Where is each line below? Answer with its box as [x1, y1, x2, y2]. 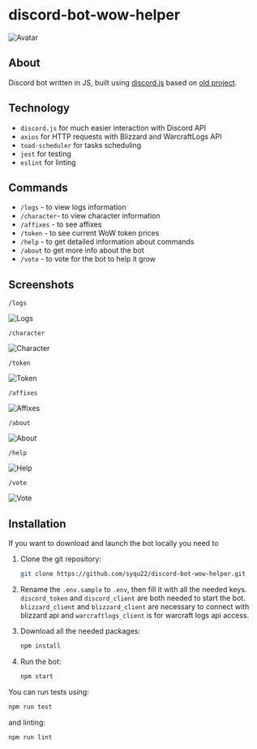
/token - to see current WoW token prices [19, 228, 160, 238]
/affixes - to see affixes [19, 219, 102, 229]
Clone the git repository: [19, 554, 101, 564]
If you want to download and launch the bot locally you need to [8, 539, 219, 548]
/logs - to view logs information [19, 202, 127, 212]
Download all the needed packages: [19, 626, 140, 635]
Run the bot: [19, 656, 62, 666]
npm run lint [8, 733, 53, 741]
